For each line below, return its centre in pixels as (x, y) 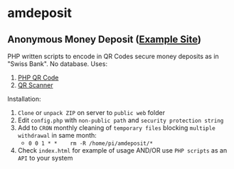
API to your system (45, 158)
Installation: (24, 99)
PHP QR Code (38, 77)
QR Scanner (35, 85)
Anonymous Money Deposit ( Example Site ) (104, 39)
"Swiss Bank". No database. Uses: (58, 64)
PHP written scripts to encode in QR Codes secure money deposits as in (113, 56)
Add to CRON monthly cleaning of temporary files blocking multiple (116, 128)
